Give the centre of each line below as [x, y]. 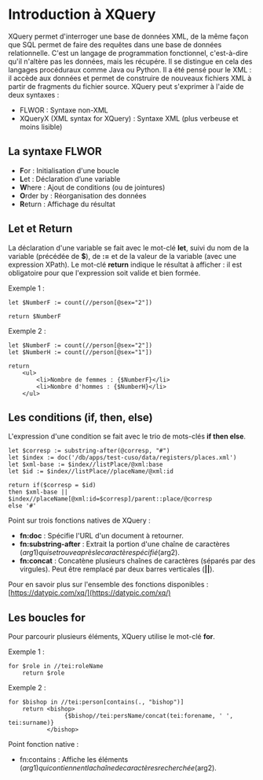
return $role [44, 673]
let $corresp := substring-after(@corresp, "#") [89, 451]
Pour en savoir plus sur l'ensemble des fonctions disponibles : [108, 585]
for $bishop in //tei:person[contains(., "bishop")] [96, 702]
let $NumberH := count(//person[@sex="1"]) [80, 352]
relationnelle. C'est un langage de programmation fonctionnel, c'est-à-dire [128, 53]
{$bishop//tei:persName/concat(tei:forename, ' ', [149, 716]
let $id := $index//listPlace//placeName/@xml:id [91, 471]
